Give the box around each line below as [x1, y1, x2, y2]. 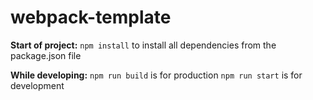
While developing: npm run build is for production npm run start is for [10, 69, 303, 81]
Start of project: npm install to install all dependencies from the [10, 39, 277, 51]
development [10, 79, 65, 91]
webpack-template [10, 6, 172, 29]
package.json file [10, 49, 82, 61]
